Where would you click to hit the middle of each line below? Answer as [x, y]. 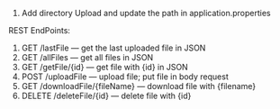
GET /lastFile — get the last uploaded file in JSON [113, 48]
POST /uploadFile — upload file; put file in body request [125, 77]
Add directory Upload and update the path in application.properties [146, 13]
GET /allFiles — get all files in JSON [87, 57]
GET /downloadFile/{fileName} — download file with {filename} [139, 86]
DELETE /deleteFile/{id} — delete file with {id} [106, 95]
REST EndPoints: [40, 30]
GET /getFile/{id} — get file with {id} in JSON [104, 67]
